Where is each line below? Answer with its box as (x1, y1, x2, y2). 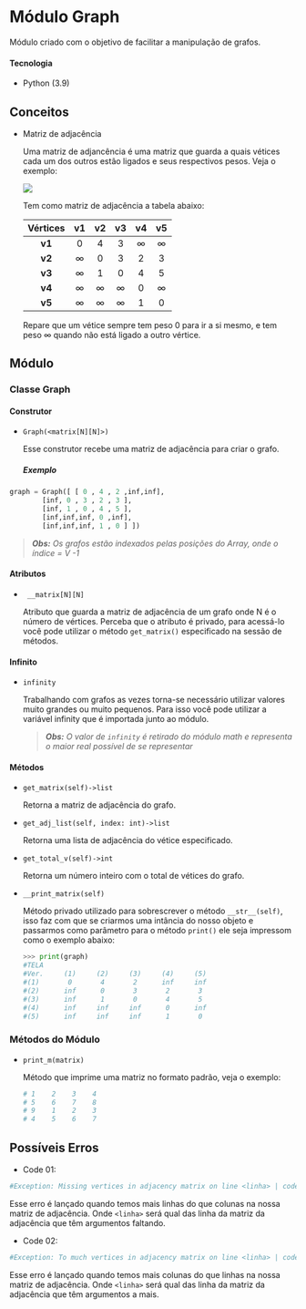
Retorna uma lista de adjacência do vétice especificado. (22, 835, 234, 846)
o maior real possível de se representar (45, 741, 193, 752)
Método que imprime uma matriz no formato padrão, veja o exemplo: (22, 1071, 281, 1082)
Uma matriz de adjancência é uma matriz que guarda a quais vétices (22, 146, 280, 157)
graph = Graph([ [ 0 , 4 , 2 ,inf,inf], (9, 488, 166, 497)
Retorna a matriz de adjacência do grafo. (22, 799, 176, 810)
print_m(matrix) (22, 1056, 85, 1065)
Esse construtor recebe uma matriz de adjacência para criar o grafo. (22, 444, 280, 455)
